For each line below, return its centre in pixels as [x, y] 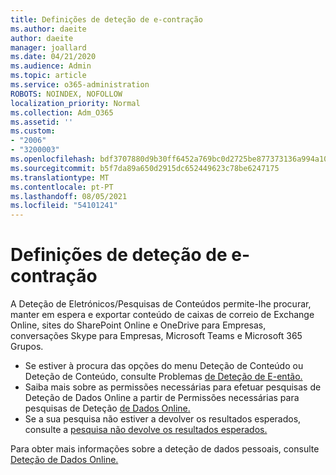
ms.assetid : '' [42, 122]
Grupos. [27, 347]
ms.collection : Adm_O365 [62, 112]
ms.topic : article [48, 76]
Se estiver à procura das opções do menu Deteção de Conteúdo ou [164, 366]
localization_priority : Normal [75, 103]
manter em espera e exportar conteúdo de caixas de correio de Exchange [162, 315]
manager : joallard [48, 47]
